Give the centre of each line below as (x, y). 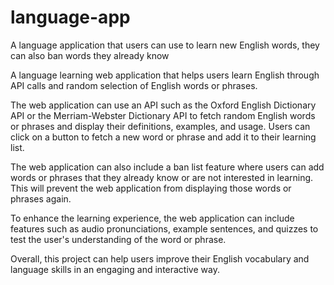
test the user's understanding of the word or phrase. (118, 239)
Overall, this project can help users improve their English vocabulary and (160, 258)
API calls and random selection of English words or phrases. (134, 85)
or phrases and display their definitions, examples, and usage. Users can (160, 126)
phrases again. (41, 198)
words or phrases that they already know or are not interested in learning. (162, 177)
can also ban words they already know (90, 55)
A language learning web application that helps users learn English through (165, 75)
